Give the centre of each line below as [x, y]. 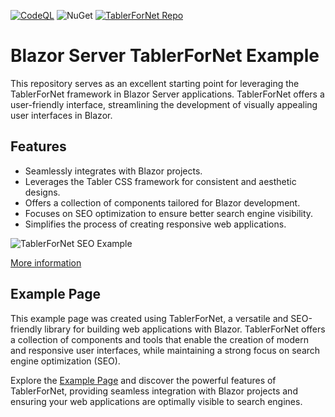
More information [46, 262]
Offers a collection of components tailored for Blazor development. [162, 202]
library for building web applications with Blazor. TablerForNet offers [185, 329]
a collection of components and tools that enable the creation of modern [159, 339]
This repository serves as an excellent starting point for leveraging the [155, 83]
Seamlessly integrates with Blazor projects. [113, 171]
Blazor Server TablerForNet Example [165, 56]
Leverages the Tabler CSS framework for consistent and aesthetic [160, 181]
